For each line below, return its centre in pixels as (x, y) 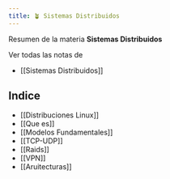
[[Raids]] (35, 150)
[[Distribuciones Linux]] (59, 115)
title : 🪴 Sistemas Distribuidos (64, 16)
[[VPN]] (33, 158)
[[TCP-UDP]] (41, 141)
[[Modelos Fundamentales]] (66, 132)
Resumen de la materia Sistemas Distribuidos (85, 39)
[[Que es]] (37, 124)
